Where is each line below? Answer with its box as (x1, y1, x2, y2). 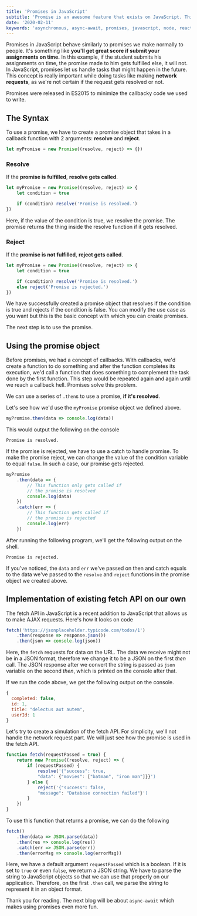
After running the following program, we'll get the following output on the (6, 536, 182, 543)
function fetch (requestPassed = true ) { (6, 752, 107, 758)
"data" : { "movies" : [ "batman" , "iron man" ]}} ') (37, 773, 157, 779)
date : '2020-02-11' (6, 19, 54, 25)
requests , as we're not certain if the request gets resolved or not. (6, 79, 164, 86)
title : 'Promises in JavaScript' (6, 8, 88, 15)
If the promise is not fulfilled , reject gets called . (6, 251, 123, 258)
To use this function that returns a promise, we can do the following (6, 817, 169, 824)
